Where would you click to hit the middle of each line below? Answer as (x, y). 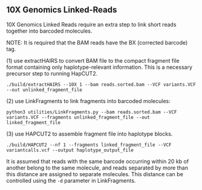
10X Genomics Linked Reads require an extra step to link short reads (91, 24)
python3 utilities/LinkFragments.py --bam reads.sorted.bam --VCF (92, 112)
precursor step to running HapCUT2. (52, 73)
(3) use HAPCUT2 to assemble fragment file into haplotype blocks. (90, 134)
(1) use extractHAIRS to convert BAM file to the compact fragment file (93, 60)
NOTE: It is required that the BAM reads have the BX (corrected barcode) (97, 42)
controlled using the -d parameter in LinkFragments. (71, 180)
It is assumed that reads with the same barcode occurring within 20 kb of (98, 161)
